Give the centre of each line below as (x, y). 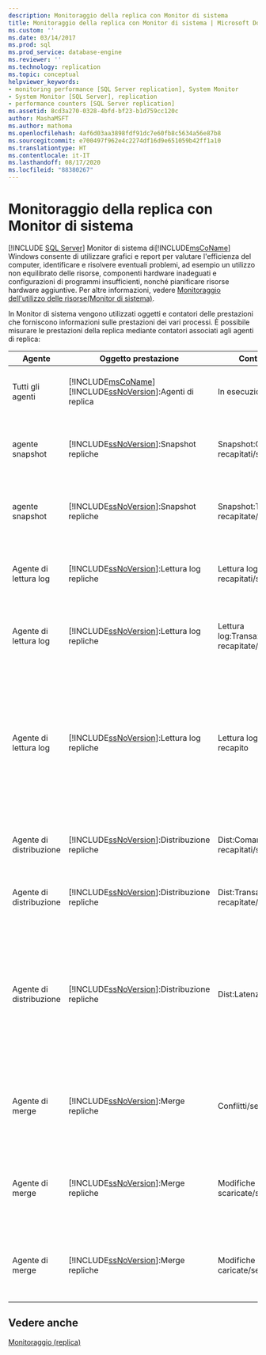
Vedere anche (44, 1323)
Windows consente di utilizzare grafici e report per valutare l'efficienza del (130, 256)
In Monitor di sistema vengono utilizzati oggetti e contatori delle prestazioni (131, 313)
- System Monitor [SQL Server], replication (83, 97)
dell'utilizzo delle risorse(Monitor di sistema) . (82, 298)
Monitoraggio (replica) (45, 1342)
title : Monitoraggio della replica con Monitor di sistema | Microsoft (129, 23)
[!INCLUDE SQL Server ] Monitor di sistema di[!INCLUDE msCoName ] (120, 248)
